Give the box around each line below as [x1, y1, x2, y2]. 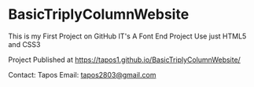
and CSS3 [8, 39, 41, 49]
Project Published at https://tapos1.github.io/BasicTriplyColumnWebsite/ [8, 55, 241, 64]
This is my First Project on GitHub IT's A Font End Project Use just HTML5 [8, 31, 247, 41]
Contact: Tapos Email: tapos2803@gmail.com [8, 70, 156, 79]
